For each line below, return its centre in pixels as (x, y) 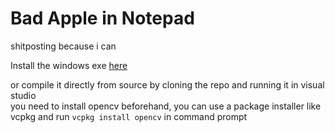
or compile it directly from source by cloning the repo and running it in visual (167, 84)
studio (23, 95)
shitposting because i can (63, 46)
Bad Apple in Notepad (102, 18)
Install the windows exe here (69, 65)
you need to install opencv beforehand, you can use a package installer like (166, 106)
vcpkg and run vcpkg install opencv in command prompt (129, 116)
